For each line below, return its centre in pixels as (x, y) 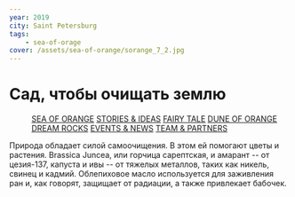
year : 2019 (29, 17)
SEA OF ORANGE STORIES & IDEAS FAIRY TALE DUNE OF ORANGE (155, 119)
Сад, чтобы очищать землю (118, 95)
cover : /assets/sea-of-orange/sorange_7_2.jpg (97, 51)
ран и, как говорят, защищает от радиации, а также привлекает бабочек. (148, 184)
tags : (19, 34)
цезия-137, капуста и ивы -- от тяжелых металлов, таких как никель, (139, 164)
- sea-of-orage (53, 42)
